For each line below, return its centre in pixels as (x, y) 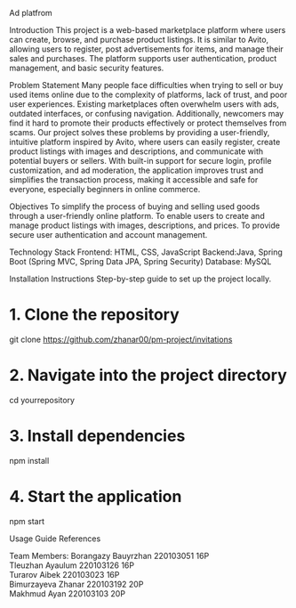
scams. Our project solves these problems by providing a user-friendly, (140, 132)
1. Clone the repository (94, 315)
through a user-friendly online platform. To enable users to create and (137, 216)
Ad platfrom (31, 13)
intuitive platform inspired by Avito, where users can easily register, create (145, 142)
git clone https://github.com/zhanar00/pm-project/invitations (121, 339)
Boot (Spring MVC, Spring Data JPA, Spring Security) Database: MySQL (140, 261)
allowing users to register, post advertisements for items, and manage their (147, 49)
